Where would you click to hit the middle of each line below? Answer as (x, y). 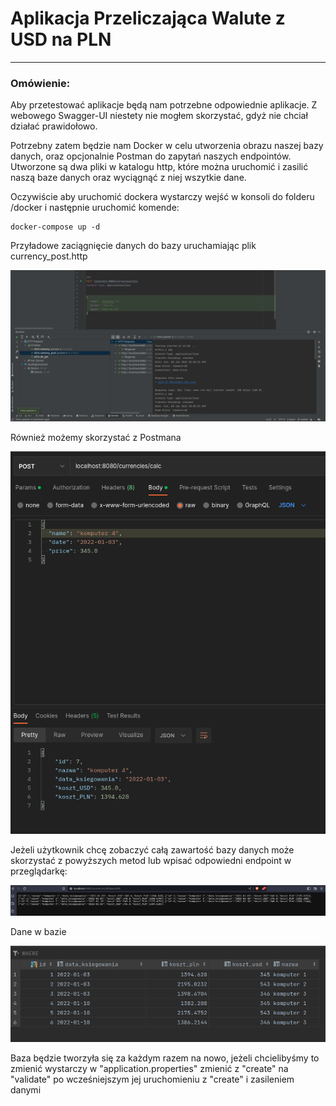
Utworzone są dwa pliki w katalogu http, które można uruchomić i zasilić (159, 167)
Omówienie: (40, 83)
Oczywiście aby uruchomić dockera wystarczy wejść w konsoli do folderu (162, 197)
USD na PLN (61, 39)
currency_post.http (49, 256)
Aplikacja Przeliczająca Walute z (148, 18)
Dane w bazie (38, 932)
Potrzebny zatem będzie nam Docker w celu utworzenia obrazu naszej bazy (167, 146)
